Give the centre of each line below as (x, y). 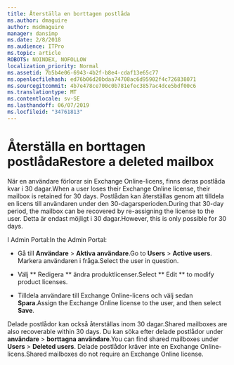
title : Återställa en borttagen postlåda (69, 14)
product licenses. (43, 281)
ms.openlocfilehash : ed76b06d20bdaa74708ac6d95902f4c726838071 (102, 79)
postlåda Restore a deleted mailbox (111, 161)
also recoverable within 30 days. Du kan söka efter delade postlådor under (115, 331)
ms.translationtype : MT (42, 92)
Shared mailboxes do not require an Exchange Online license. (115, 354)
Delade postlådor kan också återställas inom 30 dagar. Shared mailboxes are (117, 324)
